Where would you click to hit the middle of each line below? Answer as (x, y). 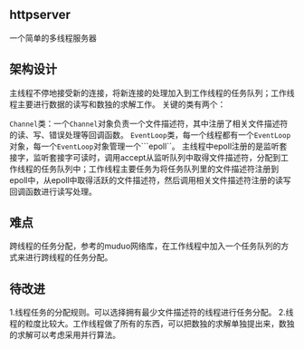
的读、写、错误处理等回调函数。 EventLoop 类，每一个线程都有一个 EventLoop (150, 134)
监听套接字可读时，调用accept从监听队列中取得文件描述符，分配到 (157, 157)
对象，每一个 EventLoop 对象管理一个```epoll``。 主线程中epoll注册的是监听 (144, 146)
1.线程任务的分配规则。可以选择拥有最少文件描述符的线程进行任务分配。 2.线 (152, 313)
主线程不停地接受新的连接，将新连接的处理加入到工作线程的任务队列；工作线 (152, 92)
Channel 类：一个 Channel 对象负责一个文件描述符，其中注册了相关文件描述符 (149, 123)
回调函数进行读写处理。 (53, 191)
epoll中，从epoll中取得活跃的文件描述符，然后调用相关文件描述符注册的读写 (150, 179)
